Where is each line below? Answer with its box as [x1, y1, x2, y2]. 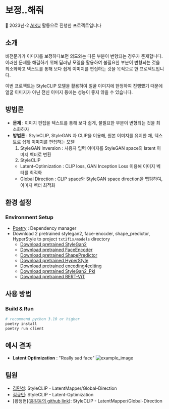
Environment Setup [5, 214, 54, 221]
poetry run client [5, 326, 44, 331]
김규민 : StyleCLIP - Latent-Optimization [12, 392, 94, 398]
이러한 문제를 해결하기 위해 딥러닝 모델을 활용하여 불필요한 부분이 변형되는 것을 [5, 59, 160, 65]
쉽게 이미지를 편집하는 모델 [22, 139, 75, 145]
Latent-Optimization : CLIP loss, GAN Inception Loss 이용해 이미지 [20, 163, 155, 169]
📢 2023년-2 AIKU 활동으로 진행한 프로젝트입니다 [5, 22, 102, 28]
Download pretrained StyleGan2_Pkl [20, 268, 95, 274]
